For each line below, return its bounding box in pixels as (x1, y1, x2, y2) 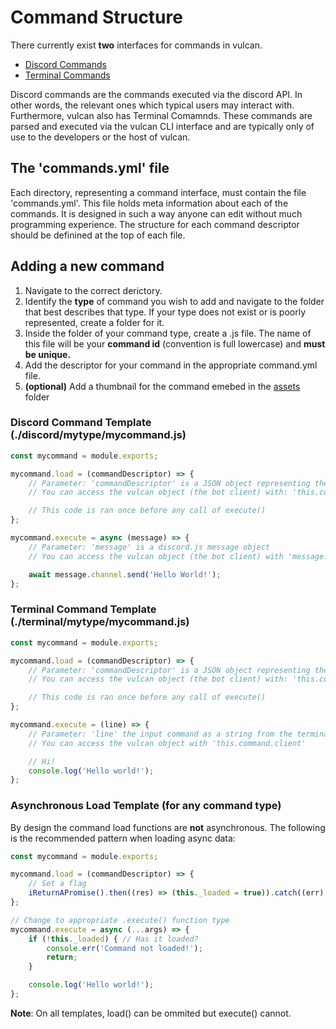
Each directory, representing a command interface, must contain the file (10, 186, 307, 198)
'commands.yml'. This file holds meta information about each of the (10, 197, 289, 209)
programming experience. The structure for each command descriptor (10, 218, 300, 230)
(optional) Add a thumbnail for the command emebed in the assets (24, 380, 301, 392)
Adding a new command (10, 258, 165, 275)
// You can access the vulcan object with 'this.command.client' (28, 738, 307, 748)
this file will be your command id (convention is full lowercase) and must (24, 337, 326, 350)
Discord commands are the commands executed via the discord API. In (10, 88, 303, 100)
